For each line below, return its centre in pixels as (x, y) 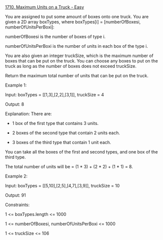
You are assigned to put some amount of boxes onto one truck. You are (77, 16)
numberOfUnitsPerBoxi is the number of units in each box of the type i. (77, 46)
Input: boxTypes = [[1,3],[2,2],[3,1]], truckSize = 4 (55, 95)
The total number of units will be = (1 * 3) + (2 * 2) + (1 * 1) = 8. (69, 166)
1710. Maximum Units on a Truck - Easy (45, 7)
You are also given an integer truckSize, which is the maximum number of (79, 56)
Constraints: (17, 205)
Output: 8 (15, 104)
